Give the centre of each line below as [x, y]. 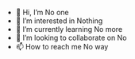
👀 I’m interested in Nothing [59, 21]
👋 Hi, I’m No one [42, 12]
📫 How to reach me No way [62, 47]
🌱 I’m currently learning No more [69, 29]
